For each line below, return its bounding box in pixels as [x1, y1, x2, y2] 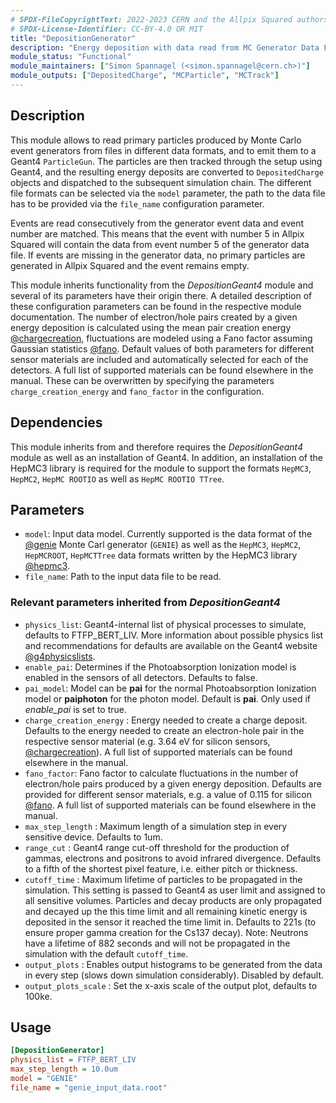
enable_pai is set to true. [24, 703, 128, 715]
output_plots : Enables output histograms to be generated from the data [24, 958, 323, 970]
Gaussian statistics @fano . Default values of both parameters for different [10, 342, 315, 355]
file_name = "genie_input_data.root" [10, 1082, 168, 1093]
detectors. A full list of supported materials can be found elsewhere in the [10, 364, 314, 376]
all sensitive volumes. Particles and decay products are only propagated [24, 894, 322, 906]
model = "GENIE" [10, 1074, 78, 1084]
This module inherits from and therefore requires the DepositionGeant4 [10, 441, 304, 453]
